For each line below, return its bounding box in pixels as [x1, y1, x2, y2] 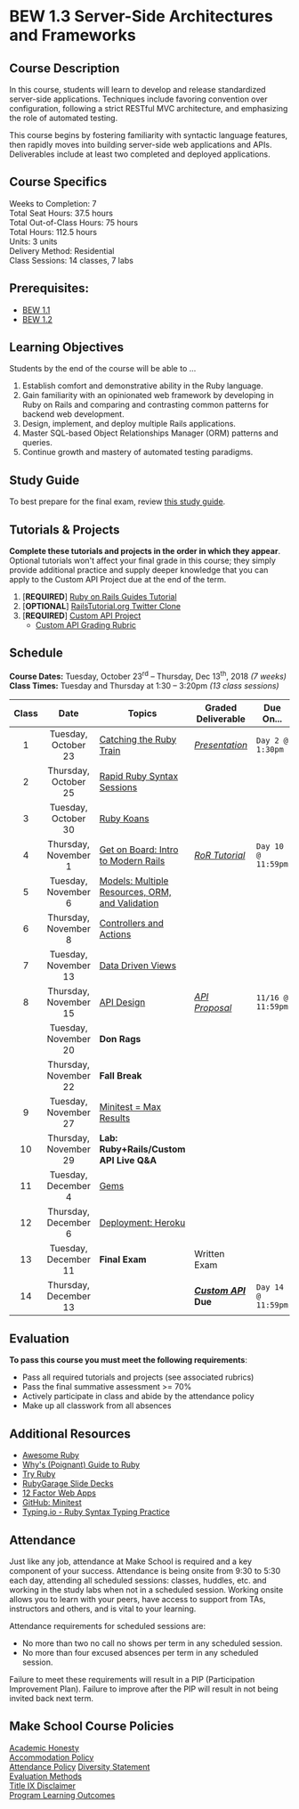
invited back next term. [9, 1692, 93, 1703]
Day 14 [256, 1282, 285, 1292]
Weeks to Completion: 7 [9, 198, 97, 208]
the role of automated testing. [9, 113, 118, 123]
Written [194, 1247, 225, 1259]
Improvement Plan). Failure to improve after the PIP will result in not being [9, 1683, 279, 1694]
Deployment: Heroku [99, 1216, 186, 1228]
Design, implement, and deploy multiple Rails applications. [21, 419, 236, 429]
